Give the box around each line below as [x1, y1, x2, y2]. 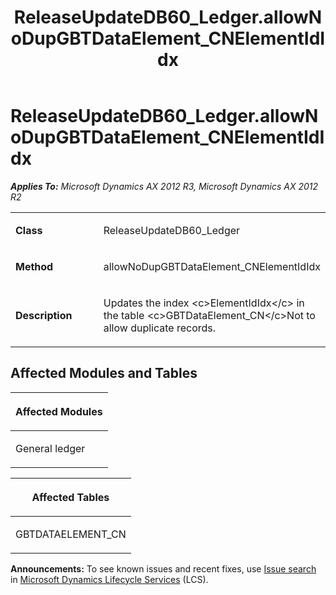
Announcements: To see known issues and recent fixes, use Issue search [10, 562, 317, 575]
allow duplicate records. [103, 321, 217, 335]
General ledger [15, 441, 86, 455]
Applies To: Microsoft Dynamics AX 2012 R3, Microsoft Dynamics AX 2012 [10, 180, 319, 192]
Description [15, 308, 73, 322]
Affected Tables [31, 490, 110, 504]
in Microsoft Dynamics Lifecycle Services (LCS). [10, 573, 209, 585]
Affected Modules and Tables [10, 365, 198, 382]
